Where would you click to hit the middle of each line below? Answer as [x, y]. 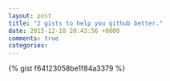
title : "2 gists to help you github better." [85, 23]
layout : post [30, 16]
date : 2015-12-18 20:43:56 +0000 [64, 30]
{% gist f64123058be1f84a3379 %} [67, 68]
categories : [28, 46]
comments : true [34, 38]
